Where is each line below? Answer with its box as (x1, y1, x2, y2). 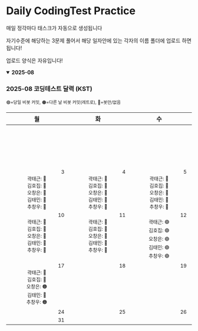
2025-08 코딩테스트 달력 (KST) (6, 85, 93, 93)
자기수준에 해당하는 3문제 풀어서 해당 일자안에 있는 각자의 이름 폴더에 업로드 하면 (6, 37, 192, 44)
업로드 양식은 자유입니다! (6, 57, 63, 64)
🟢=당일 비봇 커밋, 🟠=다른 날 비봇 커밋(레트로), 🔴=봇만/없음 (6, 99, 121, 106)
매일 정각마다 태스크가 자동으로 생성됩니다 (6, 24, 103, 31)
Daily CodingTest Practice (6, 4, 136, 18)
